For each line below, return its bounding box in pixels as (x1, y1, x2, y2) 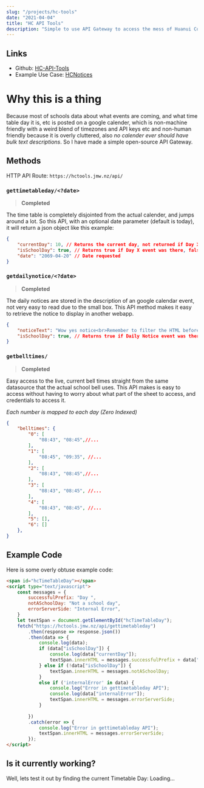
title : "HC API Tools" (6, 20, 64, 26)
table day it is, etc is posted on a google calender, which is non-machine (6, 119, 188, 126)
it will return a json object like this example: (6, 224, 114, 232)
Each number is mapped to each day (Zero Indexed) (6, 408, 138, 415)
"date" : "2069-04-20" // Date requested (17, 253, 121, 259)
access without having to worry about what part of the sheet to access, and (6, 390, 196, 397)
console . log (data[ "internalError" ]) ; (49, 691, 146, 697)
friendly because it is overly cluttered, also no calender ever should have (6, 132, 189, 139)
